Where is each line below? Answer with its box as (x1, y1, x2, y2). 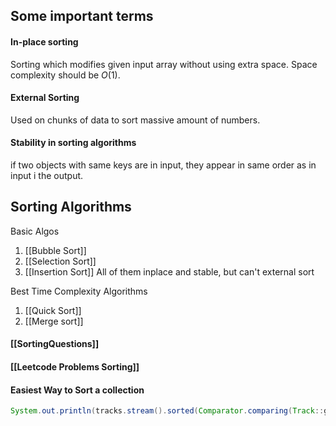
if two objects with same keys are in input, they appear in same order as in (10, 159, 317, 171)
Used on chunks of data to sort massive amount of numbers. (10, 114, 261, 126)
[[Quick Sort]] (24, 304, 82, 316)
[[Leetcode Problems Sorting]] (10, 361, 140, 373)
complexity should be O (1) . (10, 69, 121, 81)
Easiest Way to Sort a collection (10, 384, 145, 396)
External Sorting (10, 92, 80, 104)
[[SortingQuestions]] (10, 338, 100, 350)
